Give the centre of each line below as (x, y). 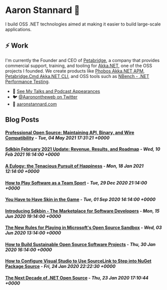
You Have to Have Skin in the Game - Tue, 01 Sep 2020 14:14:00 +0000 (80, 199)
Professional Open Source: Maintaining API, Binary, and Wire (70, 132)
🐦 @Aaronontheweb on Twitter (45, 96)
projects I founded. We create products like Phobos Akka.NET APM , (75, 71)
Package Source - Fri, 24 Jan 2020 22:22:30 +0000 (60, 266)
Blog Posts (22, 120)
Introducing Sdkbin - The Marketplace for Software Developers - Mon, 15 (82, 211)
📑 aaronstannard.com (34, 104)
